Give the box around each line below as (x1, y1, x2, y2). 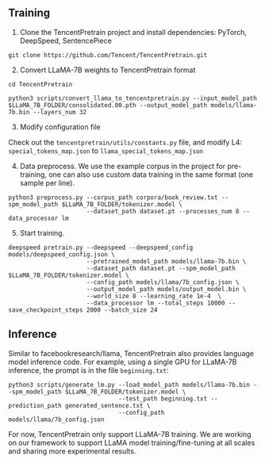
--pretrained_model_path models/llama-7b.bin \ (86, 257, 247, 265)
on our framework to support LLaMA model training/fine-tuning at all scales (8, 438, 255, 447)
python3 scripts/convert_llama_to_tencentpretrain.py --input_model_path (8, 94, 258, 102)
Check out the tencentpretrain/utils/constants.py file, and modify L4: (8, 137, 243, 147)
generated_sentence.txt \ (64, 401, 151, 409)
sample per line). (19, 178, 75, 187)
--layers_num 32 (33, 108, 87, 116)
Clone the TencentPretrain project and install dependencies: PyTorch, (19, 27, 248, 36)
